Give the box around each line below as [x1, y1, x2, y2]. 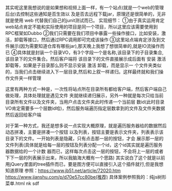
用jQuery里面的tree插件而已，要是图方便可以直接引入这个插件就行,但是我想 [5, 161, 164, 167]
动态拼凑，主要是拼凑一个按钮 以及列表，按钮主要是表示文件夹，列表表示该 [5, 129, 164, 135]
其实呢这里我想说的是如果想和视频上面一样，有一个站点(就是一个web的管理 [5, 5, 164, 10]
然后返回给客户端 [5, 112, 41, 118]
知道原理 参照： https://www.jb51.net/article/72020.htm [5, 167, 121, 174]
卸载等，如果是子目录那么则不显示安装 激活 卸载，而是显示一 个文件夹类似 [5, 62, 162, 68]
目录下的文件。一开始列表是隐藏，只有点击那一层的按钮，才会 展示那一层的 [5, 136, 164, 141]
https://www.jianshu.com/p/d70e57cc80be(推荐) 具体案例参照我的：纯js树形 [5, 174, 167, 180]
